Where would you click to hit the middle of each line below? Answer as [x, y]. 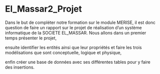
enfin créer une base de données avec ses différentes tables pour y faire [78, 62]
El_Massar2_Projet [44, 9]
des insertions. [20, 67]
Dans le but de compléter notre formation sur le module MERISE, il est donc [80, 22]
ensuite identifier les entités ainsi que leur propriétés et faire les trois [73, 47]
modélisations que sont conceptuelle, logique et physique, [63, 53]
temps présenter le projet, [31, 38]
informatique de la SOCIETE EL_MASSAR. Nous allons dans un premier [76, 33]
